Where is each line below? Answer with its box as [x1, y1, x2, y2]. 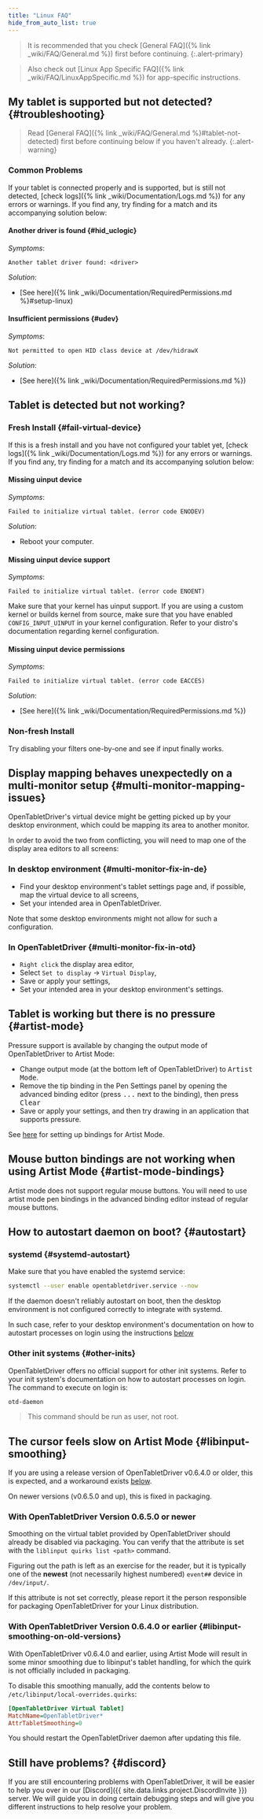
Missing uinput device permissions [8, 644, 126, 654]
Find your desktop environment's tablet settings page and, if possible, [19, 881, 247, 891]
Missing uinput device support [8, 554, 111, 564]
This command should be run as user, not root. [27, 1412, 179, 1421]
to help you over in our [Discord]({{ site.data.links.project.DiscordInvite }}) [8, 1785, 247, 1795]
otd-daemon [8, 1398, 44, 1406]
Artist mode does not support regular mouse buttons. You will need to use [8, 1186, 247, 1195]
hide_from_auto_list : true [8, 19, 97, 27]
